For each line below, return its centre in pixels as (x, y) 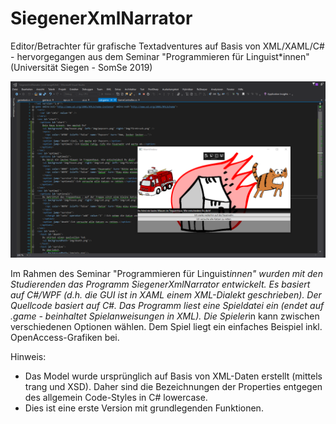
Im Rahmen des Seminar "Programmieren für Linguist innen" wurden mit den (166, 274)
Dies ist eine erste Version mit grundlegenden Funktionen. (144, 408)
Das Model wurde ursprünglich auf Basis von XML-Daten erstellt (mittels (173, 376)
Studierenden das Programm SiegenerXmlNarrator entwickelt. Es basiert (160, 284)
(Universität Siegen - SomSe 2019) (81, 67)
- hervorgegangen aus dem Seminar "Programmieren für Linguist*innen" (160, 56)
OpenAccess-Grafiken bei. (65, 338)
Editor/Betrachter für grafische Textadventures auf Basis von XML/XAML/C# (167, 46)
